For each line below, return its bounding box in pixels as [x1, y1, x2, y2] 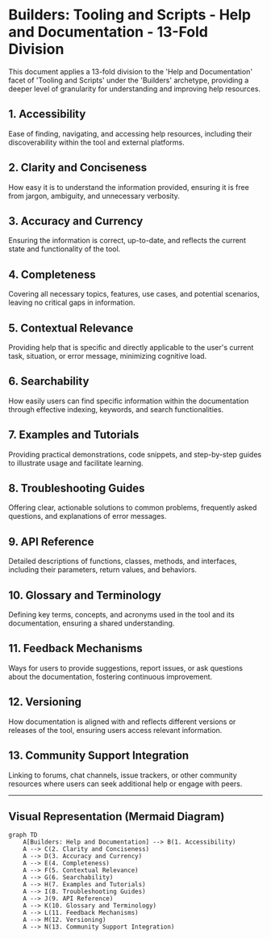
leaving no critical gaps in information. [8, 297, 135, 308]
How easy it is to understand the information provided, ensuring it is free [8, 182, 250, 192]
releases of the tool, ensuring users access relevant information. [8, 725, 223, 735]
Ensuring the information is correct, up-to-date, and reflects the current [8, 236, 246, 246]
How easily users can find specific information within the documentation [8, 396, 249, 406]
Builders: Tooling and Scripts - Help [8, 6, 252, 24]
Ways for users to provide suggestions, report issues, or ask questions [8, 663, 244, 672]
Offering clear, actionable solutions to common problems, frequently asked [8, 503, 257, 512]
